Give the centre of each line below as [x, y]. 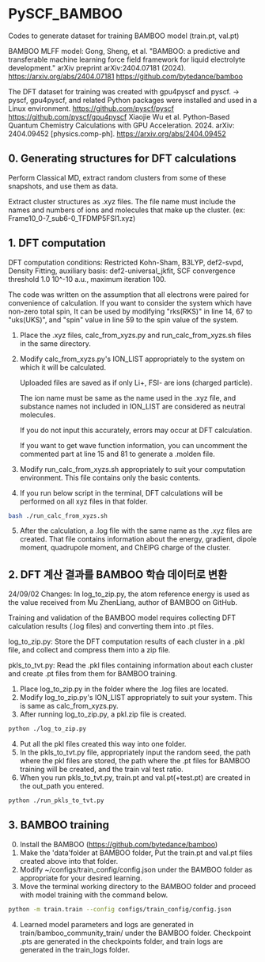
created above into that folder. [69, 861]
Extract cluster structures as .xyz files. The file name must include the [122, 201]
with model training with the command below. [94, 895]
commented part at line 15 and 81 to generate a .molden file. [117, 454]
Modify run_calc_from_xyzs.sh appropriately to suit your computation [132, 469]
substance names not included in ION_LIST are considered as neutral [132, 406]
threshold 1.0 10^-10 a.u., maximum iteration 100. [87, 279]
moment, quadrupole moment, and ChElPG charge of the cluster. [125, 548]
